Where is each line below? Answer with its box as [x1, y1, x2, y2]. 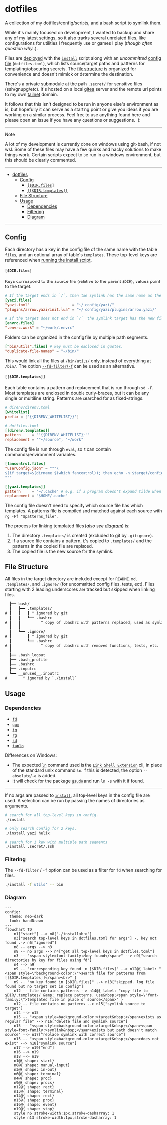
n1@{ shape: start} [14, 1058, 55, 1064]
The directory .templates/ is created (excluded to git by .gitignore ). [12, 533, 153, 539]
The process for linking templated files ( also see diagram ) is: [5, 523, 130, 529]
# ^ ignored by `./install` [5, 676, 77, 681]
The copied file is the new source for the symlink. [12, 548, 114, 555]
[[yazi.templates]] [5, 484, 46, 489]
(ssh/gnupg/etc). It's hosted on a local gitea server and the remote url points [5, 86, 162, 92]
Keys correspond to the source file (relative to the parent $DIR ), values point [5, 278, 161, 284]
